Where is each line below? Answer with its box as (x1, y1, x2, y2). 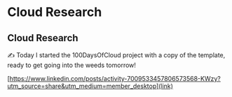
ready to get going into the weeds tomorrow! (7, 61, 137, 69)
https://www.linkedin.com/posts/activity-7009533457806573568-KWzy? (9, 75, 221, 82)
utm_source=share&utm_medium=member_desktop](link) (7, 82, 174, 90)
